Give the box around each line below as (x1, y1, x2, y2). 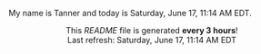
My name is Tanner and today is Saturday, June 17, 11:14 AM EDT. (8, 8, 252, 18)
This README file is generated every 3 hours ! (65, 25, 238, 35)
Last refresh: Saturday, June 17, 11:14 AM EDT (66, 35, 237, 45)
